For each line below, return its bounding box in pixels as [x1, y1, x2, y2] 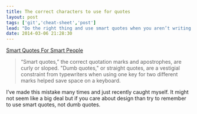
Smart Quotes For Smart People [6, 47, 84, 54]
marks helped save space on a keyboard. [20, 77, 121, 84]
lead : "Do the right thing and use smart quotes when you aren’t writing [6, 25, 192, 31]
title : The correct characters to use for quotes [6, 8, 131, 15]
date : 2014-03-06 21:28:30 [6, 31, 73, 37]
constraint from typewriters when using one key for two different [20, 71, 178, 78]
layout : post [6, 14, 38, 20]
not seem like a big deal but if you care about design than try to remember [6, 95, 187, 102]
